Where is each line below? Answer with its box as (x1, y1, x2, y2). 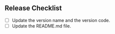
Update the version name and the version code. (11, 17, 110, 23)
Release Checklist (4, 4, 62, 12)
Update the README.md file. (11, 22, 71, 29)
